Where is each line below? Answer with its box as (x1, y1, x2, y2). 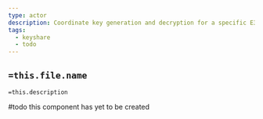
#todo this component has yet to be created (8, 102, 150, 111)
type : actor (8, 11, 47, 20)
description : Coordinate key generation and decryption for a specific (8, 19, 247, 27)
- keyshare (15, 33, 51, 41)
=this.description (8, 88, 68, 96)
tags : (8, 26, 26, 34)
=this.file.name (8, 70, 88, 81)
